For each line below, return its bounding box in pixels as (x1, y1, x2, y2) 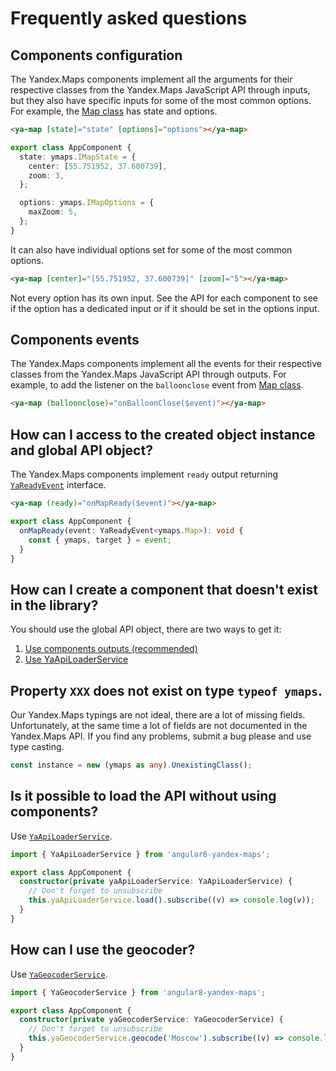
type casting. (10, 741, 65, 752)
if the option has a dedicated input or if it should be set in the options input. (10, 302, 320, 314)
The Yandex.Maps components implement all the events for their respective (10, 358, 322, 370)
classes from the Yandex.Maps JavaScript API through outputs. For (10, 368, 287, 381)
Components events (10, 332, 140, 349)
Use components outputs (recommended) (24, 643, 198, 655)
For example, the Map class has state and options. (10, 105, 218, 117)
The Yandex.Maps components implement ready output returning (10, 468, 279, 481)
